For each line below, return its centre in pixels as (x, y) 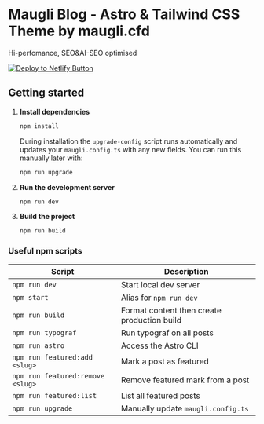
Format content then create (171, 310)
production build (151, 320)
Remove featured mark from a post (185, 380)
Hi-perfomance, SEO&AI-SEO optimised (73, 53)
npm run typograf (44, 333)
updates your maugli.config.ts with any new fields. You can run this (130, 149)
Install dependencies (55, 111)
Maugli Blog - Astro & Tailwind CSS (124, 15)
